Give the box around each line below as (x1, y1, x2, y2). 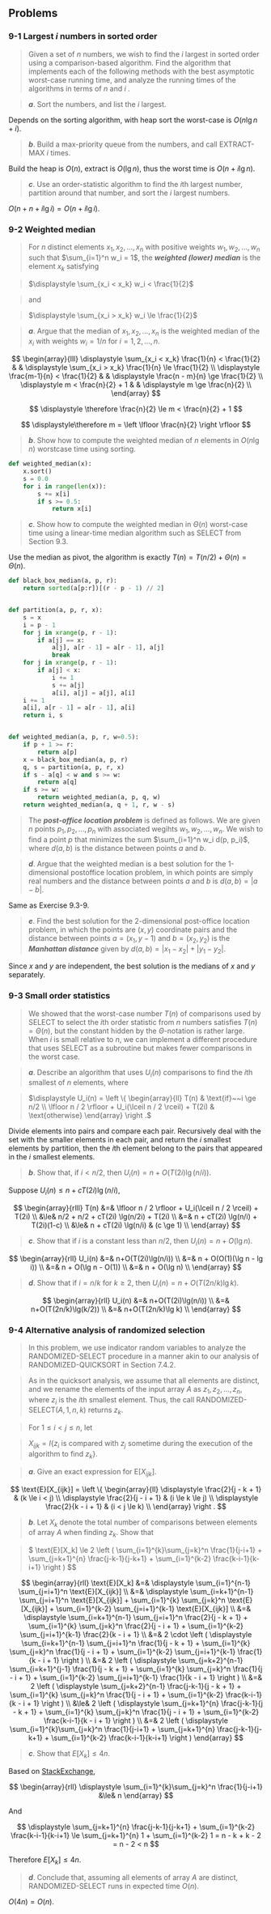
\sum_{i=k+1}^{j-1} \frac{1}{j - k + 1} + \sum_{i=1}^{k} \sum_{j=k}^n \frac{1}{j (9, 1664, 263, 1674)
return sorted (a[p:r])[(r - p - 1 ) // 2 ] (23, 585, 164, 593)
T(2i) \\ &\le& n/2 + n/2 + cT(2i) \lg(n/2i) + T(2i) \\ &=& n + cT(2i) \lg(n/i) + (14, 1212, 258, 1221)
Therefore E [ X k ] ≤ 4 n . (8, 1855, 82, 1866)
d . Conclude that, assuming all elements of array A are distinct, (28, 1872, 239, 1882)
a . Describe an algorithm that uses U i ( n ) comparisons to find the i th (28, 1067, 253, 1079)
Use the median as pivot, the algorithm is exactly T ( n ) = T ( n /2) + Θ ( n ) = (8, 552, 247, 562)
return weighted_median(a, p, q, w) (37, 793, 161, 802)
